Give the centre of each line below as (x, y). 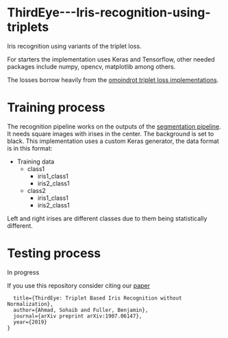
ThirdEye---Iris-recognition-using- (109, 13)
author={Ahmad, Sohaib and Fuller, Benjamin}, (81, 310)
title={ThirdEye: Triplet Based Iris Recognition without (98, 298)
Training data (36, 161)
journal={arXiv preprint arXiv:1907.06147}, (78, 316)
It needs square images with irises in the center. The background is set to (111, 133)
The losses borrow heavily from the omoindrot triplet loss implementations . (113, 79)
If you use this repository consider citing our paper (79, 285)
